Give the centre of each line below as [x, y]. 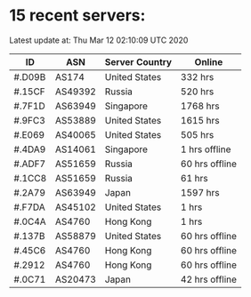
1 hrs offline [206, 149]
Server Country [138, 61]
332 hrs [198, 76]
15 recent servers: [77, 16]
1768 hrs [200, 106]
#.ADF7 [30, 164]
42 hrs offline [209, 279]
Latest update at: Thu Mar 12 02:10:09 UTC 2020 [99, 40]
